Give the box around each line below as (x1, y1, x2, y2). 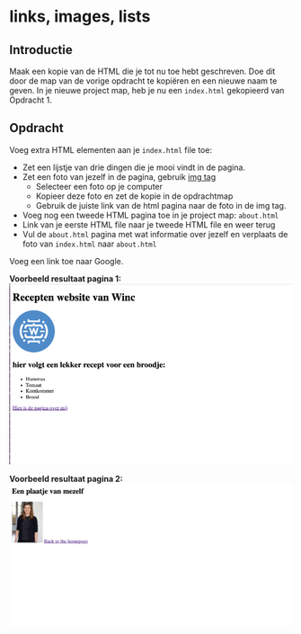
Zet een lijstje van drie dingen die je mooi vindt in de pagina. (22, 162, 245, 173)
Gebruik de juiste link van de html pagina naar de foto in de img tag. (35, 200, 287, 210)
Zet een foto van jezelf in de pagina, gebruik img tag (22, 171, 217, 182)
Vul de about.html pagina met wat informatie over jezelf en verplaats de (22, 228, 288, 239)
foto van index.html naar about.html (22, 238, 157, 249)
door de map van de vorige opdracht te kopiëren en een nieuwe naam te (9, 76, 278, 86)
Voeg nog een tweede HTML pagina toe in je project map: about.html (22, 210, 279, 220)
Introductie (9, 42, 74, 58)
